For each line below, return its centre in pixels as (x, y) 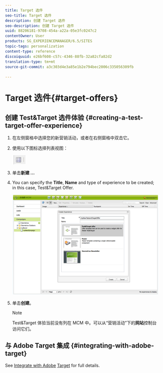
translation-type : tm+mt (30, 62)
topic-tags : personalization (35, 46)
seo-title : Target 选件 (28, 15)
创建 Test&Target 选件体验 (45, 118)
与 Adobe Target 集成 (37, 346)
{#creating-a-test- (114, 118)
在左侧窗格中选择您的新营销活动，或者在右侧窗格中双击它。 (72, 138)
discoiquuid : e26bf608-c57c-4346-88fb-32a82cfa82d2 (58, 56)
